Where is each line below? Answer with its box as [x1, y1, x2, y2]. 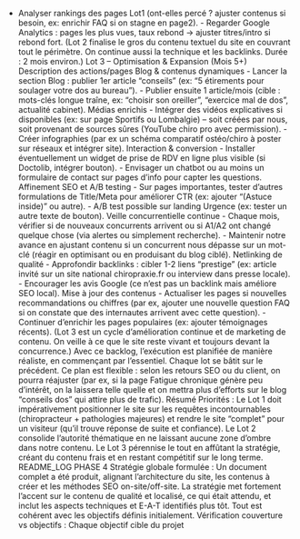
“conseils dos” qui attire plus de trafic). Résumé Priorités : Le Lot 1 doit [17, 394, 282, 404]
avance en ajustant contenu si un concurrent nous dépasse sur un [17, 240, 266, 250]
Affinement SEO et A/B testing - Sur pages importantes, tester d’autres [17, 182, 284, 192]
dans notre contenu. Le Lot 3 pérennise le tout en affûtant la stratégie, [17, 443, 281, 453]
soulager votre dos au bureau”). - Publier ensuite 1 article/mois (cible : [17, 85, 281, 95]
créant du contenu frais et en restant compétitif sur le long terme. [17, 452, 264, 463]
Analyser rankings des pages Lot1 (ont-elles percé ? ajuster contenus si [17, 8, 286, 18]
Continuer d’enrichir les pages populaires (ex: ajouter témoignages [17, 317, 268, 327]
